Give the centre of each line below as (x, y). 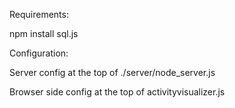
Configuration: (39, 53)
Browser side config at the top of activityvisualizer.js (117, 92)
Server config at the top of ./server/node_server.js (112, 72)
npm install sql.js (44, 33)
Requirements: (39, 14)
